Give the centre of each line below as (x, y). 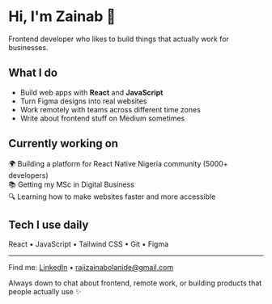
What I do (33, 73)
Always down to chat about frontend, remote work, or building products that (135, 283)
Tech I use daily (49, 224)
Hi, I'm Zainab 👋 (62, 17)
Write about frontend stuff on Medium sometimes (102, 118)
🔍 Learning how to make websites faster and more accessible (112, 196)
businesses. (28, 47)
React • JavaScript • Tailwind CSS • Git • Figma (89, 244)
